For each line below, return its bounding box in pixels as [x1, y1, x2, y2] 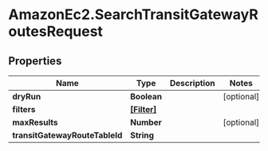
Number [130, 117, 162, 128]
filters [12, 104, 36, 114]
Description [170, 78, 215, 88]
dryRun [12, 91, 41, 102]
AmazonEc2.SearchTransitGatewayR [8, 6, 259, 24]
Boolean [130, 91, 163, 102]
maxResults [12, 117, 58, 128]
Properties [8, 54, 62, 68]
